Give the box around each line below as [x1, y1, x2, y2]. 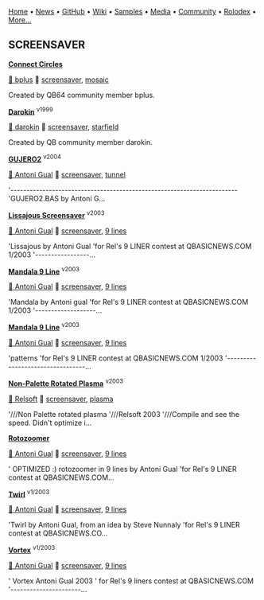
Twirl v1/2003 [8, 488, 50, 499]
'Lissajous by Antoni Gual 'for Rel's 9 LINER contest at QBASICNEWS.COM [8, 241, 252, 251]
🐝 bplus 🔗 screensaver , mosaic [8, 75, 109, 84]
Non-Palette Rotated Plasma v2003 [8, 377, 123, 388]
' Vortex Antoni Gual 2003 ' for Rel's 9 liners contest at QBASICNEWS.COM [8, 576, 254, 586]
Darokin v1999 [8, 105, 53, 116]
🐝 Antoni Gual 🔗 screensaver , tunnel [8, 170, 126, 180]
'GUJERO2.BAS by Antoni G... [8, 194, 106, 204]
